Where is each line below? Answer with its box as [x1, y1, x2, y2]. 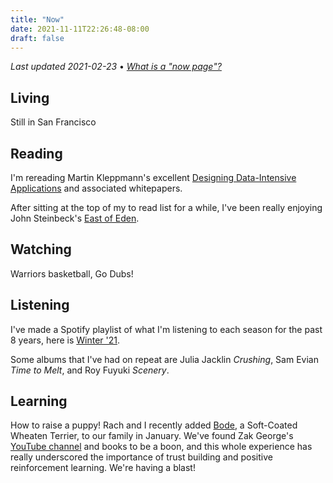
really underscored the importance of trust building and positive [10, 451, 273, 463]
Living [10, 89, 50, 106]
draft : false [10, 33, 65, 43]
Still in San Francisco [10, 116, 97, 128]
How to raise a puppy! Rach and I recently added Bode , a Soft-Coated [10, 419, 298, 431]
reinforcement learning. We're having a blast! [10, 462, 196, 474]
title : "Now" [10, 14, 65, 25]
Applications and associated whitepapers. [10, 182, 183, 194]
